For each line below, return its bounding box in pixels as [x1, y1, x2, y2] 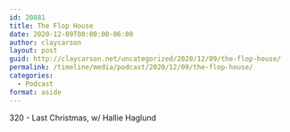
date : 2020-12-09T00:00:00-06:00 [9, 29, 134, 38]
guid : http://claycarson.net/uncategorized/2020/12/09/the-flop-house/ [9, 54, 281, 63]
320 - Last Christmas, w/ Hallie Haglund [9, 112, 157, 123]
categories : [9, 71, 54, 80]
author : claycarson [9, 37, 82, 47]
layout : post [9, 46, 58, 55]
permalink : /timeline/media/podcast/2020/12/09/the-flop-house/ [9, 63, 253, 72]
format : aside [9, 87, 62, 96]
